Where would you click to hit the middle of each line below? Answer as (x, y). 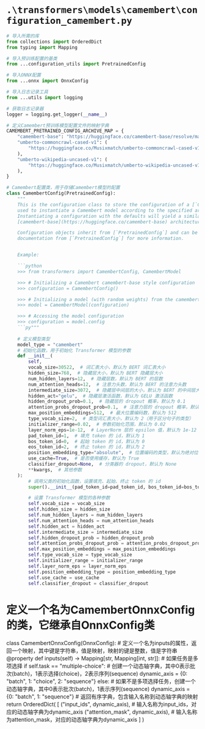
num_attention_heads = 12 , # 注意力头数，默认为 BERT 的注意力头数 (107, 384)
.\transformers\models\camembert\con (102, 10)
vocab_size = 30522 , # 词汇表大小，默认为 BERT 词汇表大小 (97, 368)
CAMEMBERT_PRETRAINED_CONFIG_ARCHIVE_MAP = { (65, 131)
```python (30, 266)
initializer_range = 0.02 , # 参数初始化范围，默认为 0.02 (97, 424)
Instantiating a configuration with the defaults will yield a (99, 216)
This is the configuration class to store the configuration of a (103, 204)
